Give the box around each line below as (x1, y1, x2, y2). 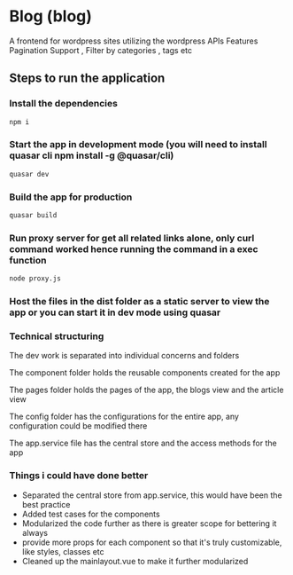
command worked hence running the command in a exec (9, 242, 258, 255)
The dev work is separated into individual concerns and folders (9, 351, 240, 361)
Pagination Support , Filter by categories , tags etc (9, 44, 193, 55)
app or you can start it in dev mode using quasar (9, 306, 221, 319)
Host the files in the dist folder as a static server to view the (9, 295, 270, 307)
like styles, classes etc (21, 546, 104, 556)
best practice (21, 499, 71, 509)
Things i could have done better (9, 469, 149, 482)
